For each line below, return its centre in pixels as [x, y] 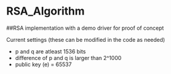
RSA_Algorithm [45, 11]
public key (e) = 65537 [43, 64]
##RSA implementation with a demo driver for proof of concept [85, 28]
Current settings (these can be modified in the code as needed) [86, 39]
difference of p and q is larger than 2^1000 [68, 58]
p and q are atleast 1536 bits [50, 51]
